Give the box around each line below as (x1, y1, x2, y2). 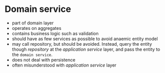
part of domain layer (11, 20, 54, 26)
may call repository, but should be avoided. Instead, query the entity (11, 41, 153, 47)
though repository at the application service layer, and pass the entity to (11, 46, 161, 52)
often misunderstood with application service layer (11, 62, 117, 68)
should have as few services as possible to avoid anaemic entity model (11, 36, 158, 42)
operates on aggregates (11, 25, 62, 31)
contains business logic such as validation (11, 30, 99, 36)
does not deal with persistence (11, 57, 76, 63)
